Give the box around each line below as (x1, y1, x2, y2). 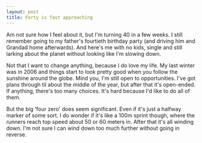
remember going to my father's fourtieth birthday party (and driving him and (6, 37, 195, 44)
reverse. (6, 130, 27, 138)
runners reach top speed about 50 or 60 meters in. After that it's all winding (6, 118, 194, 125)
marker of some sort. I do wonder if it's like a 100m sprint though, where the (6, 112, 195, 119)
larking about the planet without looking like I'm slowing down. (6, 50, 162, 57)
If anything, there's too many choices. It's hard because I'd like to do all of (6, 87, 190, 94)
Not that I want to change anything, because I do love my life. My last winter (6, 61, 195, 69)
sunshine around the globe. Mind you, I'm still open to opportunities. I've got (6, 75, 196, 82)
